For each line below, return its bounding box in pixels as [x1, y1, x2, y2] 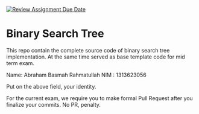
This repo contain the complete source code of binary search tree [6, 46, 170, 54]
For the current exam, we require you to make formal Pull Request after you [6, 94, 193, 102]
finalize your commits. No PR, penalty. [6, 101, 101, 108]
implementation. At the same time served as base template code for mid [6, 53, 185, 60]
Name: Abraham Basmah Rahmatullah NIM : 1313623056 [6, 71, 147, 78]
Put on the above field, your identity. [6, 83, 96, 90]
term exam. [6, 59, 34, 66]
